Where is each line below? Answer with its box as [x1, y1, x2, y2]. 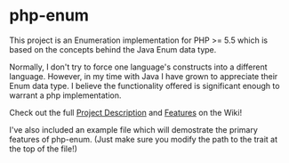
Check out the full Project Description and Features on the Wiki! [9, 107, 243, 118]
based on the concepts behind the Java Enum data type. [9, 44, 217, 54]
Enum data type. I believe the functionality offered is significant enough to [9, 80, 280, 91]
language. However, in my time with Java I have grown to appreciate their [9, 70, 278, 81]
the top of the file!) [9, 143, 78, 154]
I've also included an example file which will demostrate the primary [9, 124, 258, 134]
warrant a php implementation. [9, 90, 122, 101]
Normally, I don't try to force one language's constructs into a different [9, 61, 269, 72]
